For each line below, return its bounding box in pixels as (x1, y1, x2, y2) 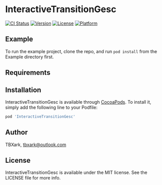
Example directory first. (5, 54, 54, 60)
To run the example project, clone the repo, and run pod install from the (5, 48, 157, 54)
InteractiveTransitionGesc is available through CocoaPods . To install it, (5, 99, 151, 105)
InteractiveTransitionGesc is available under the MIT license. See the (5, 169, 147, 175)
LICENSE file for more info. (5, 175, 61, 181)
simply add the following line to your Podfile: (5, 104, 97, 110)
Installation (5, 85, 41, 94)
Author (5, 128, 28, 137)
